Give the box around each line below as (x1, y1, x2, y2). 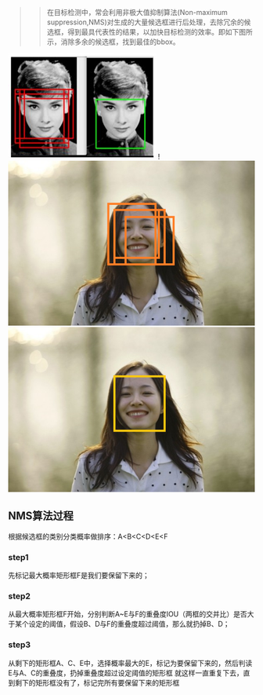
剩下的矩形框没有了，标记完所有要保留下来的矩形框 (14, 678, 180, 687)
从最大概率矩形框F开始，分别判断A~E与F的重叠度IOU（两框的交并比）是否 (8, 609, 248, 619)
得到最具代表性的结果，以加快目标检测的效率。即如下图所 (67, 27, 253, 36)
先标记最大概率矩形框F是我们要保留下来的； (8, 571, 150, 580)
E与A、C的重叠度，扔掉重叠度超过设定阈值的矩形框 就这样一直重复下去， (8, 668, 244, 678)
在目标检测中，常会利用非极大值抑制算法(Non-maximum (46, 8, 229, 16)
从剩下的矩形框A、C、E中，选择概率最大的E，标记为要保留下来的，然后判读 (8, 658, 253, 668)
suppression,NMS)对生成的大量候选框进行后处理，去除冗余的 (46, 17, 244, 27)
